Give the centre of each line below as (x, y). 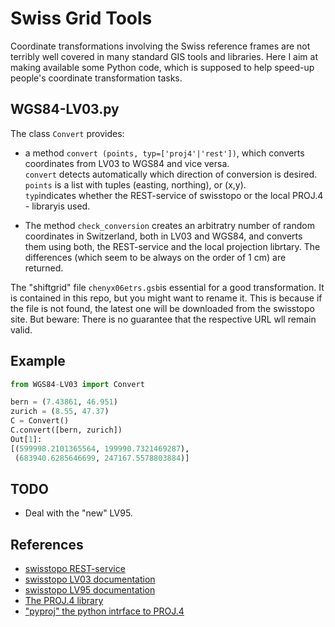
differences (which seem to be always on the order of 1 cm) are (155, 257)
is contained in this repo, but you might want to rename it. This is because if (166, 298)
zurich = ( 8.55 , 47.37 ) (60, 412)
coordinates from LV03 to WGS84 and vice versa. (127, 163)
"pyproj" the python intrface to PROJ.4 (104, 611)
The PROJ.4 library (64, 601)
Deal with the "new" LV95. (78, 513)
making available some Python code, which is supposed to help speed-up (162, 67)
